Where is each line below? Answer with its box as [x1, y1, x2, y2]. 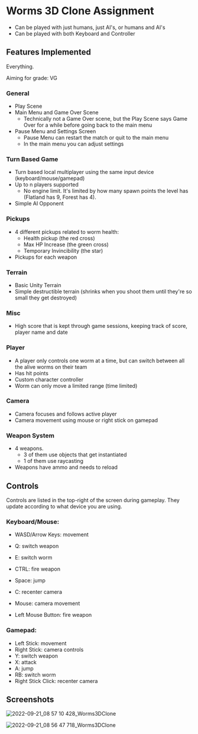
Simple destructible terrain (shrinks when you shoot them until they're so [14, 288, 192, 295]
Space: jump [14, 577, 46, 584]
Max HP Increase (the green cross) [23, 241, 109, 248]
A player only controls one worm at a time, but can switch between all [14, 357, 185, 364]
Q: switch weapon [14, 543, 59, 550]
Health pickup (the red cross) [23, 234, 96, 242]
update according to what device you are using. [6, 503, 122, 510]
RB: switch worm [14, 671, 56, 678]
